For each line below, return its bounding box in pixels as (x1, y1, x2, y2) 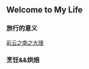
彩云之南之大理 (6, 39, 44, 46)
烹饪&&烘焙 (6, 56, 40, 64)
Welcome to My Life (6, 5, 83, 15)
